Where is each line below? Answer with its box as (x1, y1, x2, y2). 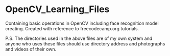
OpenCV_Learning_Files (5, 4, 110, 15)
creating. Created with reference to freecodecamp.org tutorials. (5, 25, 139, 31)
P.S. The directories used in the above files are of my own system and (5, 35, 153, 41)
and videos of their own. (5, 46, 57, 52)
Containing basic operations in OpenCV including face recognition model (5, 20, 159, 26)
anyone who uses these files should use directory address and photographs (5, 40, 165, 46)
